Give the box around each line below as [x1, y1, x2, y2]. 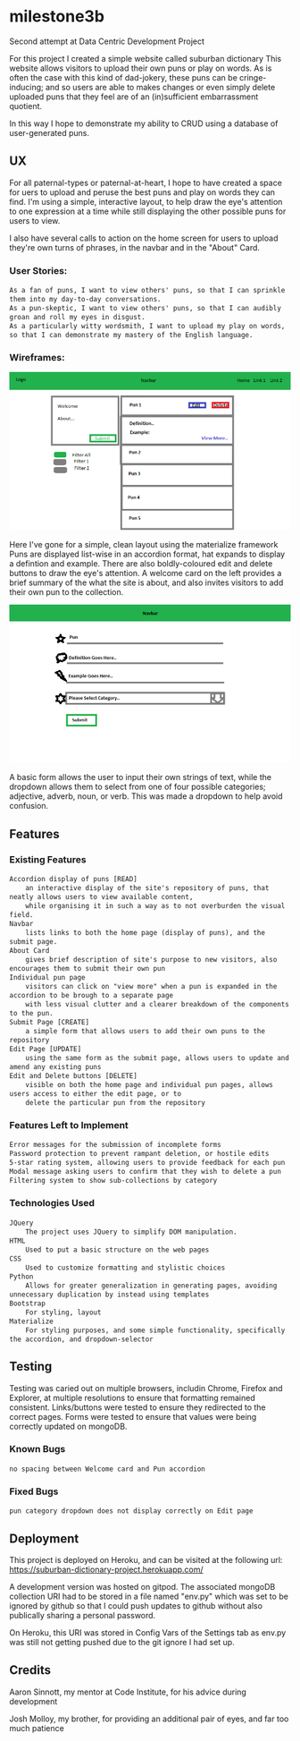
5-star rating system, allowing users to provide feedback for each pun [9, 1159, 286, 1168]
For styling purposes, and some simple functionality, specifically [25, 1326, 286, 1335]
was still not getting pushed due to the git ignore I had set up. [9, 1636, 235, 1647]
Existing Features [9, 853, 87, 865]
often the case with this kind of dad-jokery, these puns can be [9, 72, 238, 82]
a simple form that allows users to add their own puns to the [25, 1027, 266, 1036]
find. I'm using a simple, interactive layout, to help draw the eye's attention [9, 196, 283, 207]
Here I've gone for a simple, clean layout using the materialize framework [9, 539, 279, 550]
